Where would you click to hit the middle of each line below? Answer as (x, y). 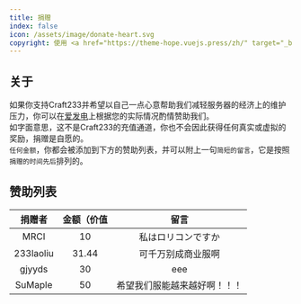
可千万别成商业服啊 (179, 254)
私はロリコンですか (179, 237)
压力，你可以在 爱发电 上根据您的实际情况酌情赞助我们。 (111, 116)
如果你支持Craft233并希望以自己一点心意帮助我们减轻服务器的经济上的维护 (148, 105)
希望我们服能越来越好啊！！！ (179, 285)
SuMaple (34, 284)
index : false (34, 26)
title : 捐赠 (30, 18)
